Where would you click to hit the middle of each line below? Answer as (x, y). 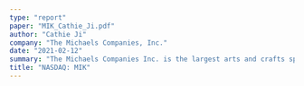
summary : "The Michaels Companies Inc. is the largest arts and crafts (147, 59)
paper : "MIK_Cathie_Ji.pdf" (62, 26)
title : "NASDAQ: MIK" (50, 68)
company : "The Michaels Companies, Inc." (89, 43)
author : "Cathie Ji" (48, 34)
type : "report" (38, 17)
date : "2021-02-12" (46, 51)
